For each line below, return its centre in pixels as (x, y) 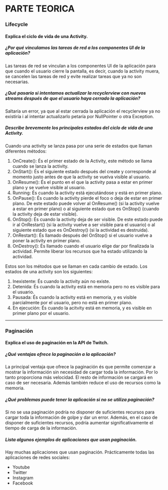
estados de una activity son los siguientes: (49, 271)
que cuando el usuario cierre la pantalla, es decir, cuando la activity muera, (82, 71)
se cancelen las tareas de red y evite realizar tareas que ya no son (73, 76)
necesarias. (17, 82)
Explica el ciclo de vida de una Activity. (47, 36)
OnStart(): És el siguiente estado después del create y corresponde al (84, 171)
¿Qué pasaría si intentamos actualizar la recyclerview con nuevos (75, 93)
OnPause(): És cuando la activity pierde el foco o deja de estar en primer (87, 198)
